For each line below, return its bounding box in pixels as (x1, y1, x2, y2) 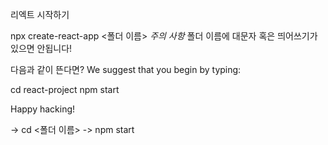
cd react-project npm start (10, 84, 120, 95)
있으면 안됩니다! (10, 43, 73, 54)
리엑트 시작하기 (10, 9, 70, 20)
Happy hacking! (10, 103, 76, 115)
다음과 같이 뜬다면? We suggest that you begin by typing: (10, 64, 242, 75)
